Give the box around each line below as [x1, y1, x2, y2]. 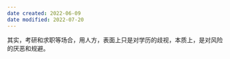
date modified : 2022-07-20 [7, 16, 84, 23]
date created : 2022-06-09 [7, 9, 81, 17]
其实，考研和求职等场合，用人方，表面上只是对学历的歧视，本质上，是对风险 [7, 35, 223, 44]
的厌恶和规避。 [7, 44, 49, 52]
